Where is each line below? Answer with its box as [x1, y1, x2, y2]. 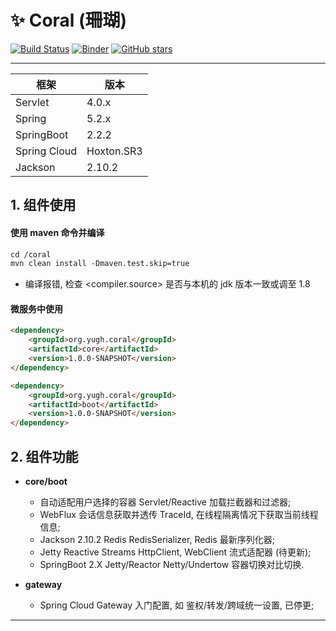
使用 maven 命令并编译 [10, 226, 105, 238]
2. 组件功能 [10, 448, 79, 465]
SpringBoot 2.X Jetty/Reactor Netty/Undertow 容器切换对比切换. [39, 559, 305, 571]
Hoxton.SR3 [86, 144, 143, 158]
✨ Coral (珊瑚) [10, 9, 128, 32]
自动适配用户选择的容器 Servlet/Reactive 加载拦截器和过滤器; [39, 496, 292, 508]
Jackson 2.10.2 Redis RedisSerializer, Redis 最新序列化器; [39, 534, 275, 546]
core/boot [24, 476, 68, 488]
